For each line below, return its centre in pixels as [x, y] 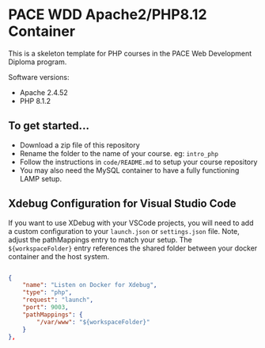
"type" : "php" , [47, 293]
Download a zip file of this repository [79, 145]
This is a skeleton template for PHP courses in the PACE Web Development [130, 53]
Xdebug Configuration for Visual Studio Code [122, 204]
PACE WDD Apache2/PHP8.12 [108, 15]
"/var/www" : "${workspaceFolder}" [93, 322]
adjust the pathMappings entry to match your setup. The [100, 239]
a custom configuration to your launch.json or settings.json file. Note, [124, 231]
